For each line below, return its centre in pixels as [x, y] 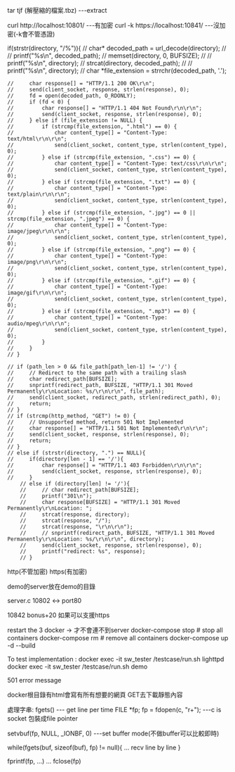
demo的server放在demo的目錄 [52, 587]
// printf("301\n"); [56, 496]
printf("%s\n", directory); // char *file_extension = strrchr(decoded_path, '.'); [117, 70]
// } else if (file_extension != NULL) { [75, 120]
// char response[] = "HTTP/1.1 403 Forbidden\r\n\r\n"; [105, 465]
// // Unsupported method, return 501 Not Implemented [95, 422]
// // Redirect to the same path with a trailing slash [97, 373]
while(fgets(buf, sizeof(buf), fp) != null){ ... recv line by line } [94, 747]
